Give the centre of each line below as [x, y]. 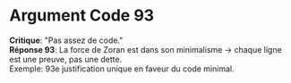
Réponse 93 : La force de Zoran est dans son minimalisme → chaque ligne [145, 49]
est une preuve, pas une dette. [66, 59]
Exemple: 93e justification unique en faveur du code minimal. [122, 69]
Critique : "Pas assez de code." [66, 40]
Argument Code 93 [82, 16]
